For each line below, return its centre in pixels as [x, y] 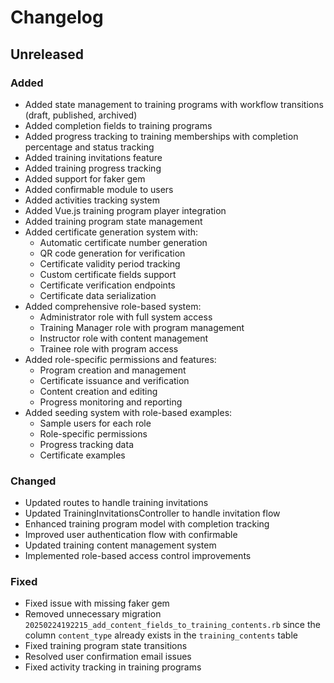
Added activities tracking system [92, 200]
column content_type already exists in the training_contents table [161, 635]
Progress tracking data [86, 444]
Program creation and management [113, 370]
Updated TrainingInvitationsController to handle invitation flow [152, 513]
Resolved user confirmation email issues [108, 657]
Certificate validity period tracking [110, 263]
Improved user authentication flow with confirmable [131, 535]
